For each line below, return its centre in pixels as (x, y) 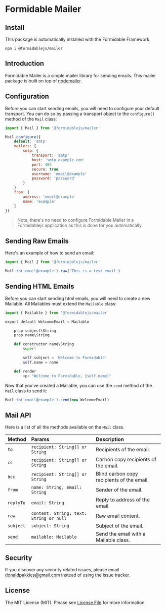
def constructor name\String (44, 344)
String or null (49, 518)
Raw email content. (118, 516)
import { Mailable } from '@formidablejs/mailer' (57, 313)
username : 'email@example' (59, 174)
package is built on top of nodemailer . (44, 81)
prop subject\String (35, 331)
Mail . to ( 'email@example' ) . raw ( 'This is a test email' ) (63, 271)
